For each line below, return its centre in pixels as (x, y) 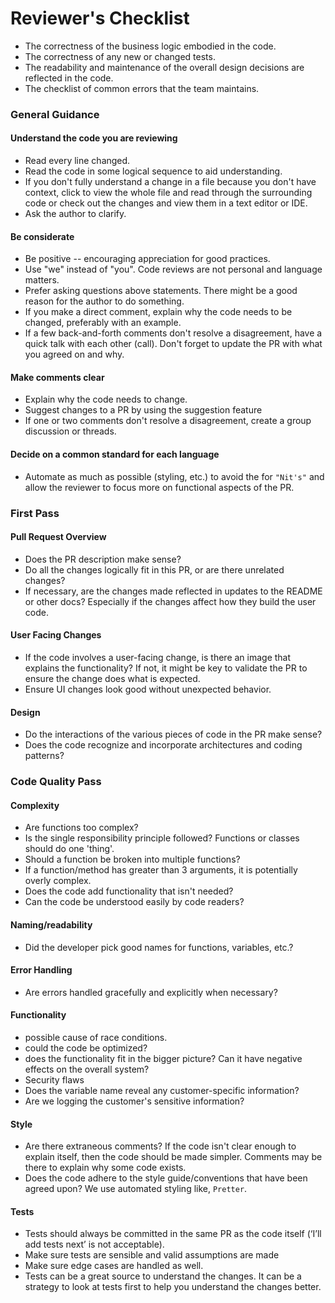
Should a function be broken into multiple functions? (132, 859)
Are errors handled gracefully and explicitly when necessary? (151, 992)
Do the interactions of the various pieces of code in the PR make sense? (173, 734)
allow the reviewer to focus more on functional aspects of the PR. (159, 487)
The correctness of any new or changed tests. (120, 56)
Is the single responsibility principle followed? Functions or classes (162, 838)
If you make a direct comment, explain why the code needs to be (158, 312)
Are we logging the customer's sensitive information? (134, 1101)
